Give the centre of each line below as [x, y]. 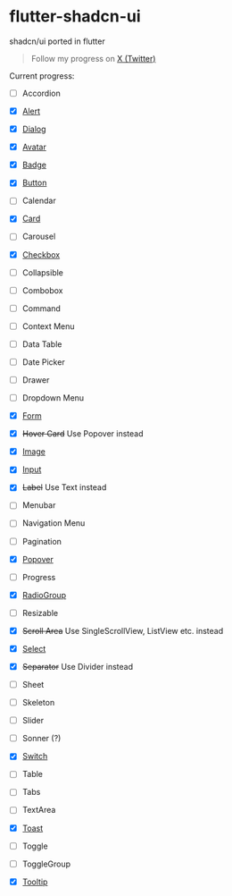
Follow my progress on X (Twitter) [93, 58]
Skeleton [38, 703]
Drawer [36, 380]
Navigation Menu [54, 523]
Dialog [34, 129]
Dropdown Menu [53, 398]
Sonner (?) [41, 739]
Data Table [42, 344]
